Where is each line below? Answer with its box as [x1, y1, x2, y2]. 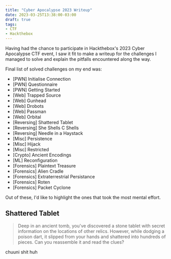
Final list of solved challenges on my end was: [5, 66, 102, 72]
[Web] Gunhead [12, 98, 46, 104]
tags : [5, 21, 17, 27]
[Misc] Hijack [12, 141, 41, 147]
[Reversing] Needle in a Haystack [12, 130, 83, 136]
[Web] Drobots [12, 103, 44, 109]
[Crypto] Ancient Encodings [12, 152, 71, 158]
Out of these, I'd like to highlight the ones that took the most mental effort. [5, 195, 161, 200]
